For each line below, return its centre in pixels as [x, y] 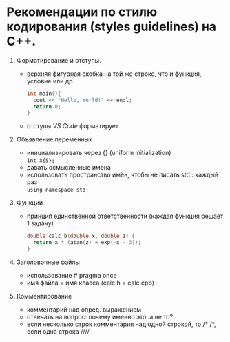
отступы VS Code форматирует [72, 126]
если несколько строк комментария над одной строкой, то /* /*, [121, 324]
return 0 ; [47, 107]
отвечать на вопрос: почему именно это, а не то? [100, 317]
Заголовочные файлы [48, 262]
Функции [30, 203]
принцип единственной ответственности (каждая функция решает [125, 216]
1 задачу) [40, 223]
